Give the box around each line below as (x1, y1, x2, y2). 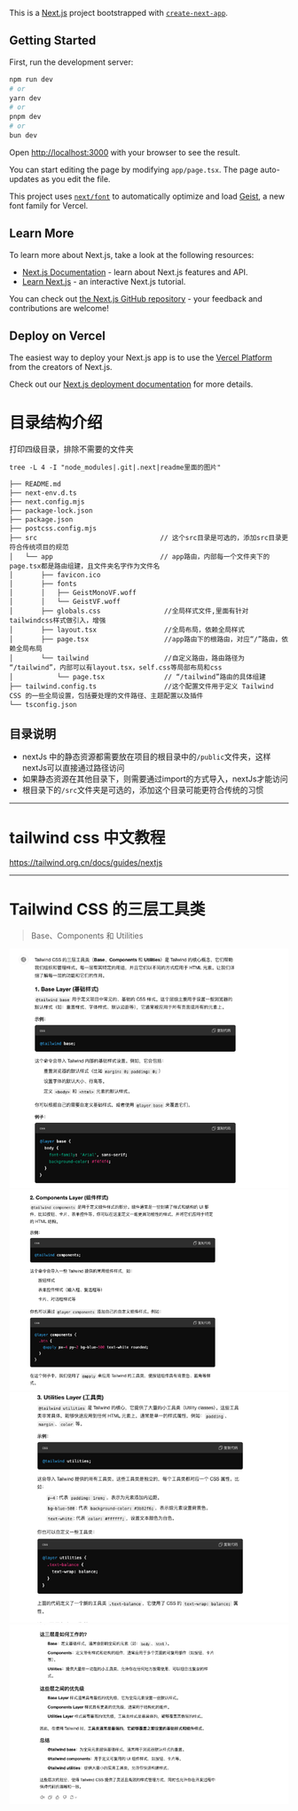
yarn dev (9, 93, 42, 103)
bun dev (9, 131, 38, 140)
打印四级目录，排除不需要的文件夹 (9, 443, 134, 454)
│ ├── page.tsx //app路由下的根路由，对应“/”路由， (9, 634, 282, 644)
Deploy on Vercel (9, 328, 106, 344)
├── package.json (9, 514, 74, 524)
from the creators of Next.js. (9, 361, 113, 372)
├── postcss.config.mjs (9, 523, 98, 533)
